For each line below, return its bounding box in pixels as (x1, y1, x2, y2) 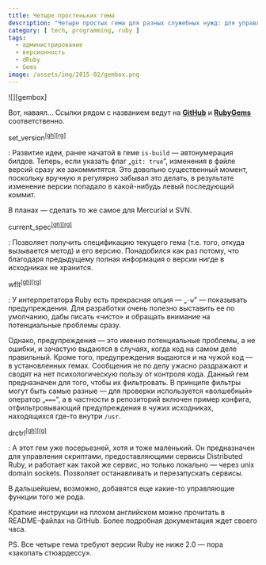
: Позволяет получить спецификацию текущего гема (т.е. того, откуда (8, 237, 245, 246)
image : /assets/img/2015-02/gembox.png (8, 71, 140, 78)
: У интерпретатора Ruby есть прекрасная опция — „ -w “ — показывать (8, 295, 248, 304)
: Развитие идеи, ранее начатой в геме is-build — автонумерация (8, 148, 234, 158)
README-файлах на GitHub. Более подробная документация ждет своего (8, 516, 257, 525)
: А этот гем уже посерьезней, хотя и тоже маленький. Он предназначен (8, 443, 256, 452)
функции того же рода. (8, 492, 85, 502)
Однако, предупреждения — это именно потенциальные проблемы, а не (8, 335, 256, 345)
